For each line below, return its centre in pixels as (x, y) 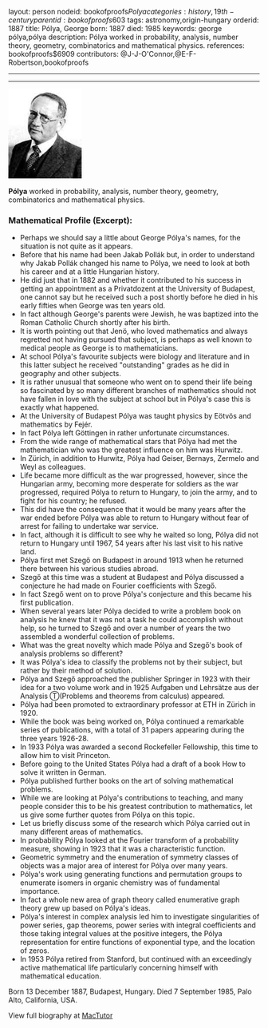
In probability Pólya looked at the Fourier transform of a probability (129, 840)
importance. (39, 891)
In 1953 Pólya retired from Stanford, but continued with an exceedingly (136, 959)
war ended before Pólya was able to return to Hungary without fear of (134, 518)
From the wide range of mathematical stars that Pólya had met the (128, 442)
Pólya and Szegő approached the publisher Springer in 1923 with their (135, 679)
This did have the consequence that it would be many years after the (132, 510)
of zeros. (34, 951)
